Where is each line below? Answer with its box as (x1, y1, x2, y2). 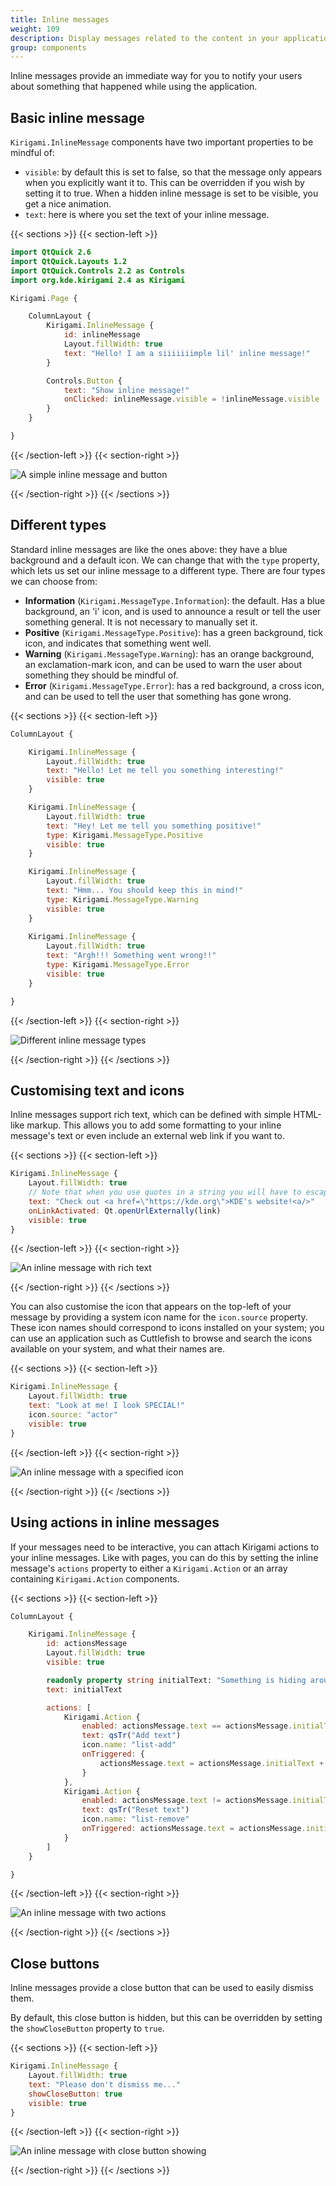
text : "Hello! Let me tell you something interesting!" (46, 766, 284, 776)
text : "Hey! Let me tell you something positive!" (46, 821, 262, 831)
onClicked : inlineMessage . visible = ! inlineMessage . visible (63, 394, 320, 405)
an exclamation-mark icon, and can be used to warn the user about (24, 658, 303, 670)
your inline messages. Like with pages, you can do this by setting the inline (10, 1551, 319, 1563)
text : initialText (46, 1684, 123, 1695)
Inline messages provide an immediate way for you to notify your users (10, 70, 303, 82)
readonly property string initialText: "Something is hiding (46, 1675, 307, 1685)
